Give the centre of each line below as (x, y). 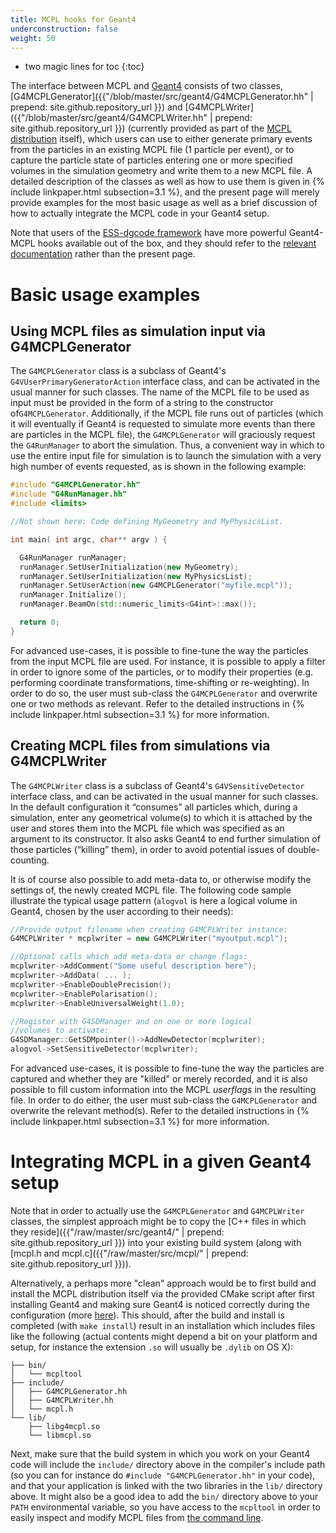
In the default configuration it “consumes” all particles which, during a (154, 807)
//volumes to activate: (60, 1031)
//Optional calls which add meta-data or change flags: (129, 957)
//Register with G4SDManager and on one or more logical (131, 1021)
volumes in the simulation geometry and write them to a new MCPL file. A (161, 171)
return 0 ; (39, 622)
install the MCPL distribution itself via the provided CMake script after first (162, 1294)
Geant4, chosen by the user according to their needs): (122, 911)
